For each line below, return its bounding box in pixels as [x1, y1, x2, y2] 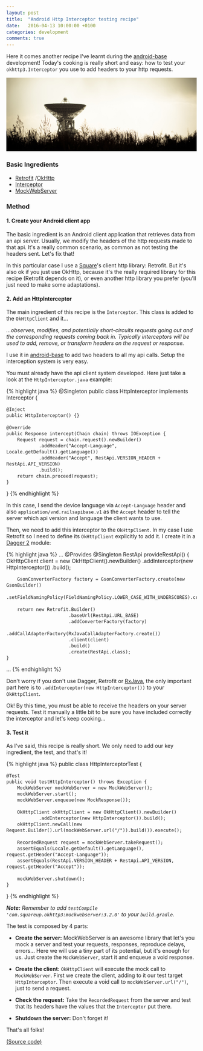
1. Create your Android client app [6, 217, 91, 224]
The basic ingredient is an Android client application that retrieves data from [6, 230, 196, 238]
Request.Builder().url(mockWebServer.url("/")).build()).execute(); [6, 827, 182, 833]
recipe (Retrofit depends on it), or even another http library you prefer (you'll [6, 275, 196, 282]
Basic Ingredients [6, 161, 59, 169]
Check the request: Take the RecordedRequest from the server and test [14, 996, 192, 1004]
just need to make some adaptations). [6, 281, 100, 288]
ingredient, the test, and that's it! [6, 749, 88, 756]
